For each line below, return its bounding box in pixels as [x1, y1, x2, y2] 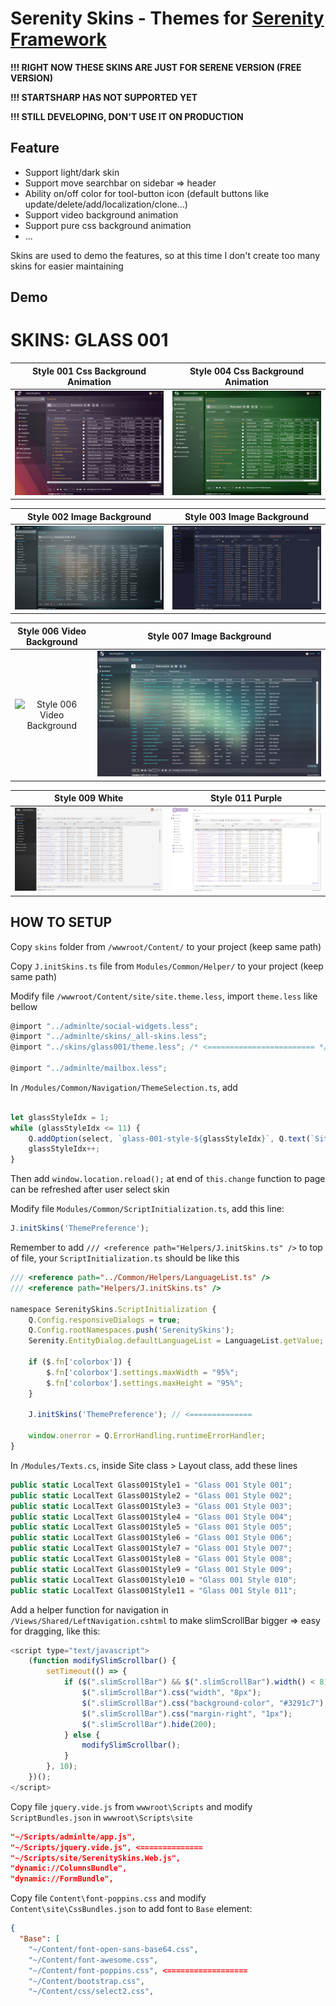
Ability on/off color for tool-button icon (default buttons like [24, 187, 270, 199]
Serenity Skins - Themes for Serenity [10, 7, 325, 30]
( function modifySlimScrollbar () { [28, 1656, 177, 1666]
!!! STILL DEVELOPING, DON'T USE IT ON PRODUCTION [10, 110, 244, 122]
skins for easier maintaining [10, 260, 124, 272]
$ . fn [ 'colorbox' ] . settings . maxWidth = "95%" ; [46, 1367, 240, 1377]
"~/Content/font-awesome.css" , [28, 1955, 159, 1965]
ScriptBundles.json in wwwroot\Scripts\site [10, 1811, 193, 1823]
